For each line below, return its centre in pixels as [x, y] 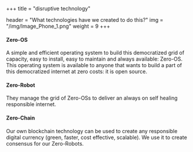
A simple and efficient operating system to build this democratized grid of [95, 53]
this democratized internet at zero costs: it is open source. [77, 72]
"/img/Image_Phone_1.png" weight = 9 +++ [58, 26]
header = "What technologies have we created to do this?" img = [85, 20]
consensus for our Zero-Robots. [45, 143]
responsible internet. [31, 104]
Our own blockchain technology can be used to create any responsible [92, 131]
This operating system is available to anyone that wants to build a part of [94, 65]
